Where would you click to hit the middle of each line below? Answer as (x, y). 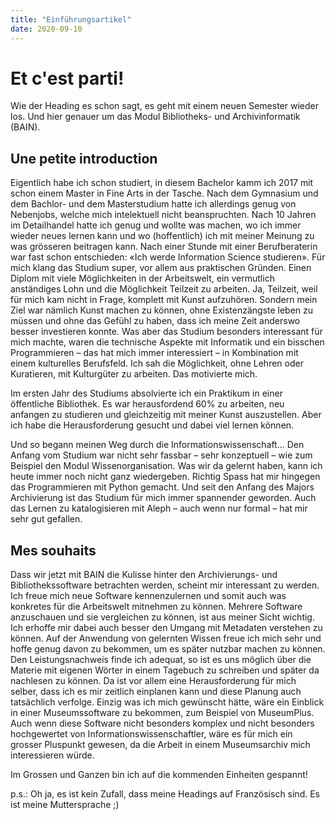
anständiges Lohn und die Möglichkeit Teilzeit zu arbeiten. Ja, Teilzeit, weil (164, 289)
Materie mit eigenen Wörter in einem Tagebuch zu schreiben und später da (165, 670)
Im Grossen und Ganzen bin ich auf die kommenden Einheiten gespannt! (159, 775)
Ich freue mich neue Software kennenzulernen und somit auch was (148, 596)
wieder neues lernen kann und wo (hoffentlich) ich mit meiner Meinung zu (162, 236)
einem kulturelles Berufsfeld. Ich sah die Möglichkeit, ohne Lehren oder (157, 363)
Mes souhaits (53, 550)
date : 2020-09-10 (46, 29)
